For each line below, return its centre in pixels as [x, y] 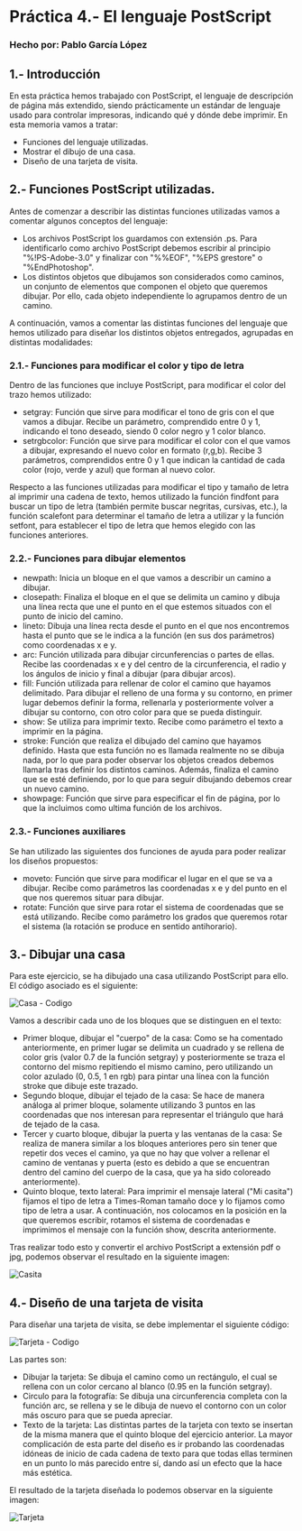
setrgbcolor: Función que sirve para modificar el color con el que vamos [156, 441]
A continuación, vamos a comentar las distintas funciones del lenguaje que [149, 323]
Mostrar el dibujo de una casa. [79, 152]
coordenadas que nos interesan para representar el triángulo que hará [153, 1115]
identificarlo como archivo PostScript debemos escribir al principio [146, 248]
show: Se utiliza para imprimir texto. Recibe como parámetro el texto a [153, 722]
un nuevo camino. [55, 789]
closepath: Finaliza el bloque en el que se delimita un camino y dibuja [151, 597]
